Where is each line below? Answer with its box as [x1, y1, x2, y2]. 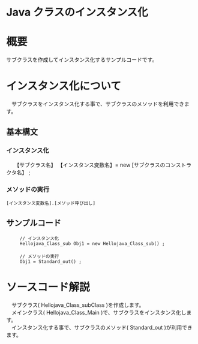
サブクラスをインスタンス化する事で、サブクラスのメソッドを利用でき [11, 100, 185, 108]
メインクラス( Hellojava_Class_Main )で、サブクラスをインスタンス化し [11, 309, 187, 316]
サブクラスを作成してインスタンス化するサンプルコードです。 [6, 56, 158, 64]
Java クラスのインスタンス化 [6, 5, 148, 19]
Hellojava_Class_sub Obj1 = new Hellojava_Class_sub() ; [19, 240, 165, 246]
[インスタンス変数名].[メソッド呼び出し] [6, 200, 96, 207]
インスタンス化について [6, 79, 122, 93]
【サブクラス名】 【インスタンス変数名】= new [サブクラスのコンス [16, 161, 181, 168]
